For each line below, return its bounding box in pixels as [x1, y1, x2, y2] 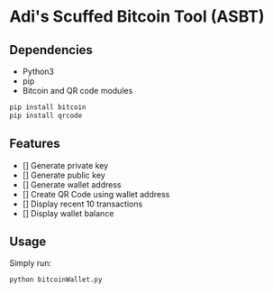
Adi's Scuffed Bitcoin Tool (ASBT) [9, 6, 265, 27]
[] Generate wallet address [22, 179, 122, 190]
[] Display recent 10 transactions [22, 198, 143, 209]
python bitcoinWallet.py [9, 275, 103, 285]
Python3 [22, 66, 54, 77]
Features [9, 136, 60, 151]
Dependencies [9, 42, 93, 58]
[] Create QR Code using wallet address [22, 188, 170, 199]
